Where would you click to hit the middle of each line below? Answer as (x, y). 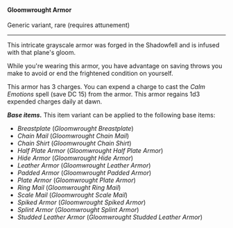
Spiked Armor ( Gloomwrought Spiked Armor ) (81, 202)
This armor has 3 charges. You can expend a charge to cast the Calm (106, 87)
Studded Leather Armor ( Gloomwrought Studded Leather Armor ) (110, 217)
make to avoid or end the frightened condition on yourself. (90, 74)
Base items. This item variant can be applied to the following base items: (111, 115)
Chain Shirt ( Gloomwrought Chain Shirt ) (74, 143)
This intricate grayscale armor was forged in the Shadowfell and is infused (113, 45)
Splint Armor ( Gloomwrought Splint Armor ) (78, 210)
